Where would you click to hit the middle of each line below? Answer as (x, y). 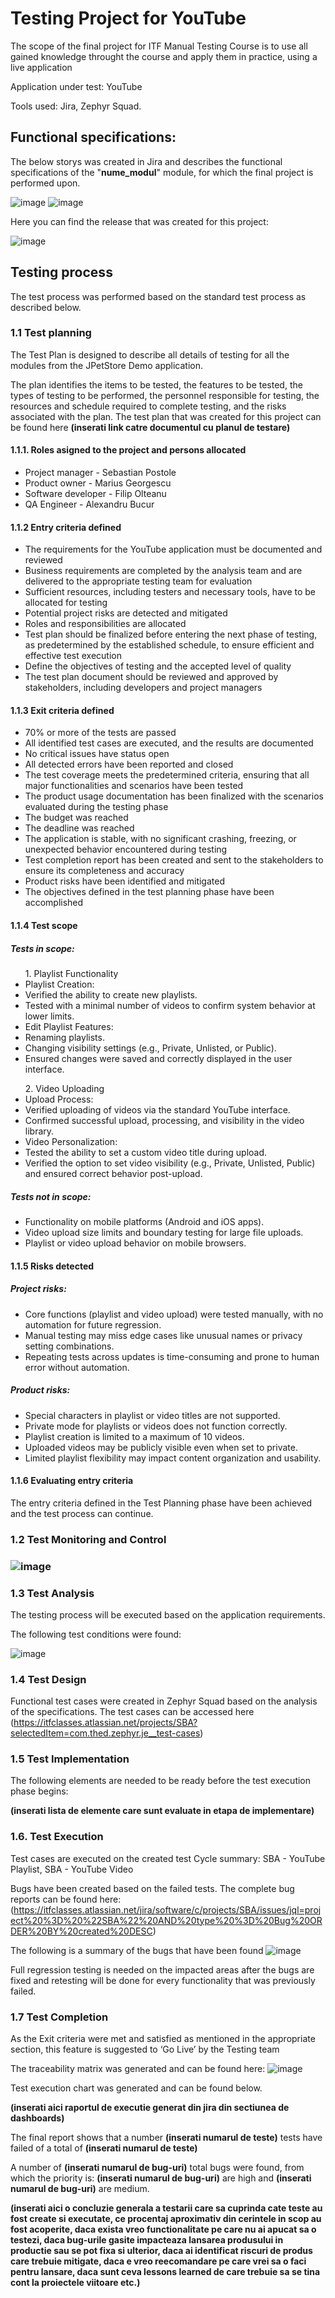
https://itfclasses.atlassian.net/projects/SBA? (105, 1723)
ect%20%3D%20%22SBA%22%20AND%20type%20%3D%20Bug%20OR (166, 1920)
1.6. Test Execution (57, 1837)
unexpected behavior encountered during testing (126, 849)
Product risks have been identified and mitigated (124, 881)
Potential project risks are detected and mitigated (126, 613)
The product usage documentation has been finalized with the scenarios (174, 796)
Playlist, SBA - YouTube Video (72, 1869)
